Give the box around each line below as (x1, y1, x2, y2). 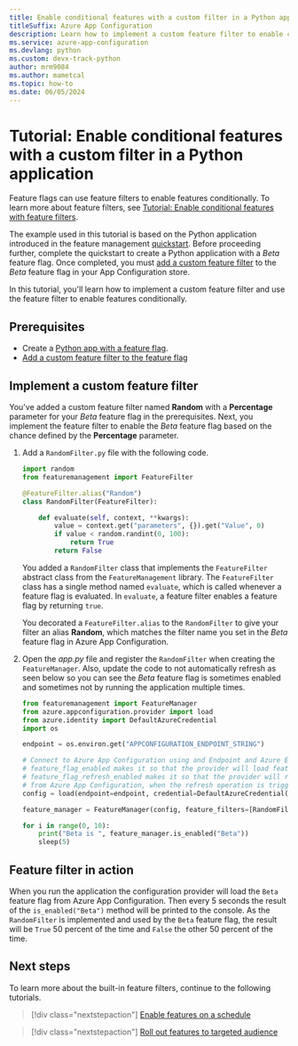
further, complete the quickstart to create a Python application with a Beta (9, 248, 280, 259)
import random (21, 464, 74, 474)
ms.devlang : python (9, 46, 82, 55)
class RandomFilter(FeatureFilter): (21, 497, 158, 506)
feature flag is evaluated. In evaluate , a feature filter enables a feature (21, 591, 278, 601)
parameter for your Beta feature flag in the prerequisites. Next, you (9, 411, 254, 422)
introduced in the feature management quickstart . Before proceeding (9, 238, 262, 249)
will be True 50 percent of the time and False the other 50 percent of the (9, 924, 273, 934)
